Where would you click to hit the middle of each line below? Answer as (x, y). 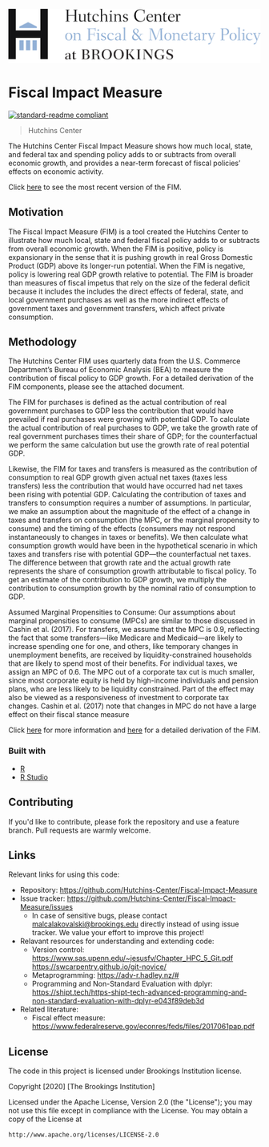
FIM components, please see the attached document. (96, 387)
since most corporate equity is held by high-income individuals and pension (133, 681)
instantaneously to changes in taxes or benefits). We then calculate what (128, 537)
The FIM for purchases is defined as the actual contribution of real (117, 403)
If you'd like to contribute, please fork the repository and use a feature (124, 821)
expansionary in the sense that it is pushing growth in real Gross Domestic (131, 257)
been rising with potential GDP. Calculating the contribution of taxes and (127, 495)
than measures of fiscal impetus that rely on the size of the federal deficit (129, 282)
